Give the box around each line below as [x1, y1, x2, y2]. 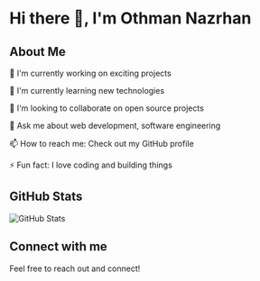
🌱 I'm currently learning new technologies [9, 86, 165, 95]
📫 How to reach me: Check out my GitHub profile [9, 139, 194, 149]
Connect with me [9, 239, 108, 255]
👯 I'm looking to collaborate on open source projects [9, 103, 205, 113]
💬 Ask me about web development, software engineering [9, 121, 221, 131]
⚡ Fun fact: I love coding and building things [9, 159, 173, 170]
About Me [9, 44, 66, 59]
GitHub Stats [9, 189, 83, 204]
